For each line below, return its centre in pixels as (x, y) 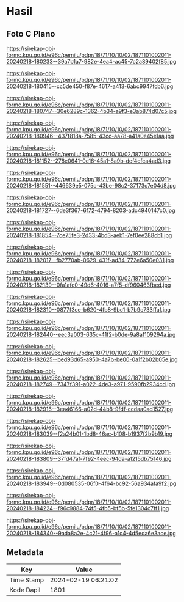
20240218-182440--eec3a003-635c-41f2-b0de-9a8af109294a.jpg (91, 335)
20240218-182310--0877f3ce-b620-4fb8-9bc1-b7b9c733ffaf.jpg (88, 310)
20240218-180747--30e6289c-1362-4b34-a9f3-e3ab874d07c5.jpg (91, 111)
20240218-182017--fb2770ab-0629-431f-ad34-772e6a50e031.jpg (90, 260)
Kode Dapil (25, 590)
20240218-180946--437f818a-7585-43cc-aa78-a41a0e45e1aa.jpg (90, 136)
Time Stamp (27, 580)
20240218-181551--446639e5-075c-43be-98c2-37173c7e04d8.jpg (91, 185)
